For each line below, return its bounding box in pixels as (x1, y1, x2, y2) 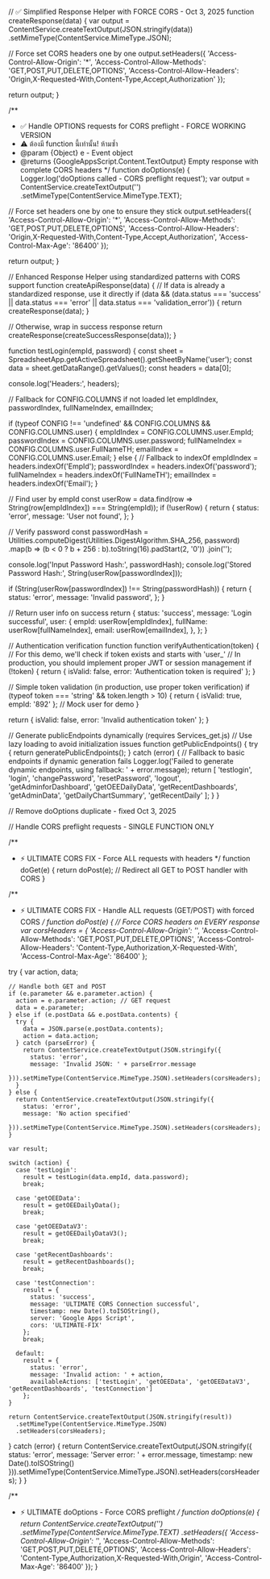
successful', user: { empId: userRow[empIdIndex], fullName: (8, 617, 208, 626)
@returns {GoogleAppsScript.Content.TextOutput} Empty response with (19, 156, 259, 166)
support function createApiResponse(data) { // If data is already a (8, 281, 226, 290)
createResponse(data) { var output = (8, 16, 131, 25)
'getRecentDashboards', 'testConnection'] (8, 1385, 153, 1393)
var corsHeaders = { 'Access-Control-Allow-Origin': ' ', (19, 926, 200, 935)
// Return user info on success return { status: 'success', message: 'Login (8, 608, 252, 618)
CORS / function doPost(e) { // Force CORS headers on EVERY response (19, 917, 260, 927)
